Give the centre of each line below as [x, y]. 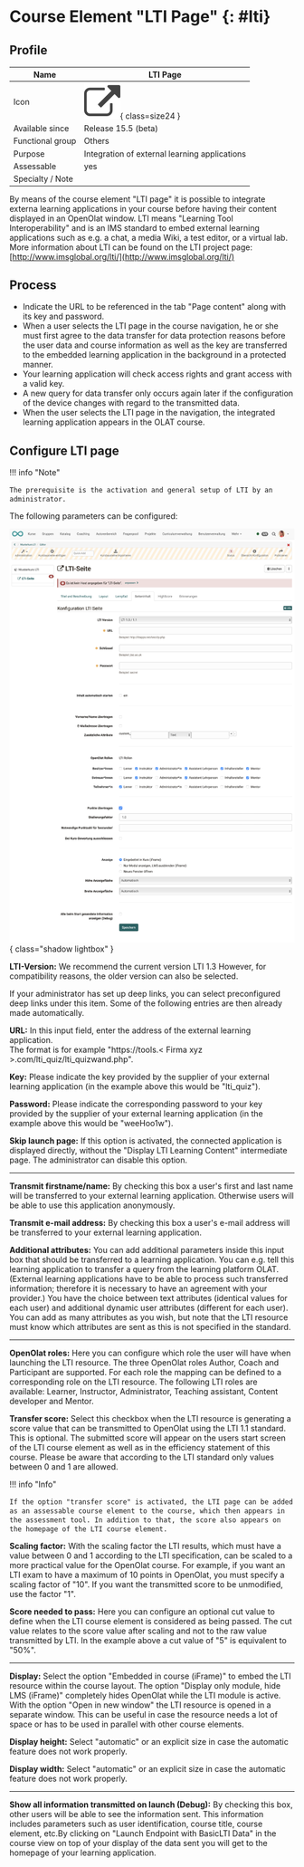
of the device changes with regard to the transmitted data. [131, 403]
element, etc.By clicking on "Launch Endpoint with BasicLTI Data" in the [143, 1833]
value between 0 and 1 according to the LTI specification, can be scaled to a [151, 1556]
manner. [38, 365]
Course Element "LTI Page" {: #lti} [140, 17]
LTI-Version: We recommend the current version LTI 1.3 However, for [138, 967]
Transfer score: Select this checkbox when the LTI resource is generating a [150, 1419]
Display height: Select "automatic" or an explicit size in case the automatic [149, 1742]
